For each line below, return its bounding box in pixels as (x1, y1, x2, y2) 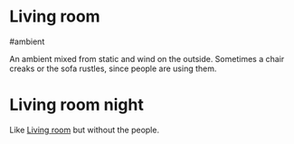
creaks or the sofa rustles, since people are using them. (9, 63, 217, 74)
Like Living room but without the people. (9, 124, 160, 135)
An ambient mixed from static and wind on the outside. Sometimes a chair (9, 53, 285, 64)
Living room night (9, 94, 145, 115)
